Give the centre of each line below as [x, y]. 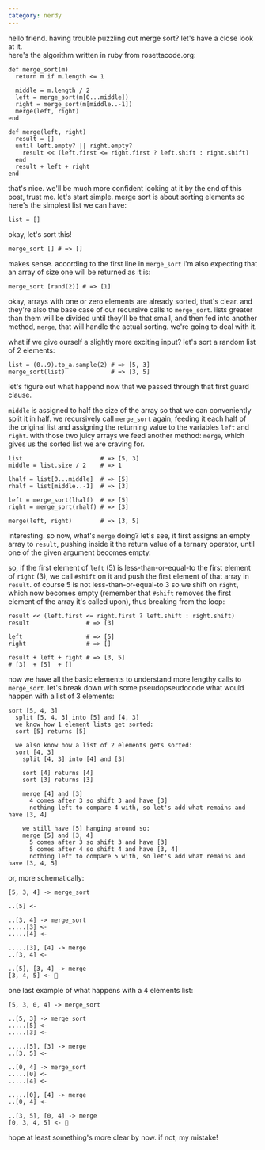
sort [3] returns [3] [58, 780]
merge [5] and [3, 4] [58, 835]
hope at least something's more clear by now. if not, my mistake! [114, 1137]
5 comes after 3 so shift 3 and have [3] [98, 842]
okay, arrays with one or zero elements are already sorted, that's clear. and [131, 301]
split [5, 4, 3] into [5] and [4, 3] [78, 717]
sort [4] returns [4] [58, 773]
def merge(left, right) [47, 132]
